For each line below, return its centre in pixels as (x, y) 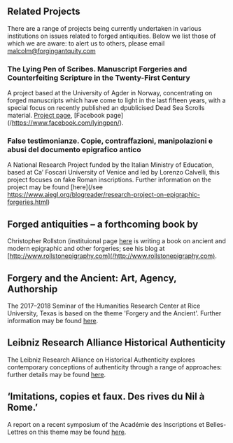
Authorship (33, 289)
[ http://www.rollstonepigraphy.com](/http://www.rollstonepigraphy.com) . (112, 256)
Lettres (17, 432)
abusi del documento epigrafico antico (74, 150)
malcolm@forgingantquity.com (51, 50)
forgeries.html (27, 202)
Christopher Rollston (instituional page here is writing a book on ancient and (116, 241)
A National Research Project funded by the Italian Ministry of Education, (111, 165)
